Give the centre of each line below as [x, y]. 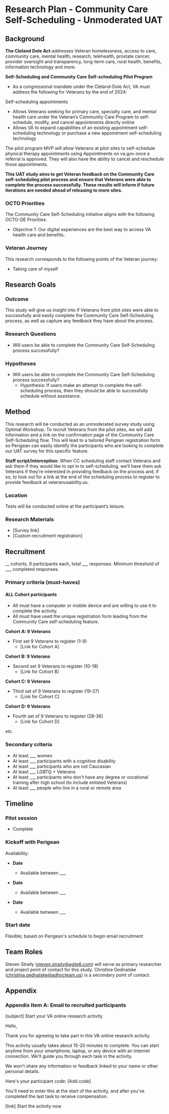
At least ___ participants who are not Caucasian [62, 766]
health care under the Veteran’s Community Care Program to [76, 117]
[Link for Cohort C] [40, 697]
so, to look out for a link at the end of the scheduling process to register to [83, 477]
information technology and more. [41, 67]
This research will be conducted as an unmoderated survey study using [80, 424]
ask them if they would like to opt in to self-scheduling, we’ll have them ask [83, 466]
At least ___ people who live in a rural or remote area [67, 788]
